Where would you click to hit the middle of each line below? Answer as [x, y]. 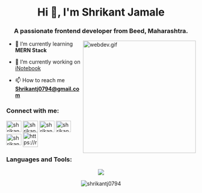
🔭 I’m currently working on [47, 62]
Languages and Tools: [39, 159]
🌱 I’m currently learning [44, 44]
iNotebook [28, 68]
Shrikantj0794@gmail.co [47, 89]
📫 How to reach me [40, 80]
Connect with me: [33, 111]
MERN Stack [31, 50]
